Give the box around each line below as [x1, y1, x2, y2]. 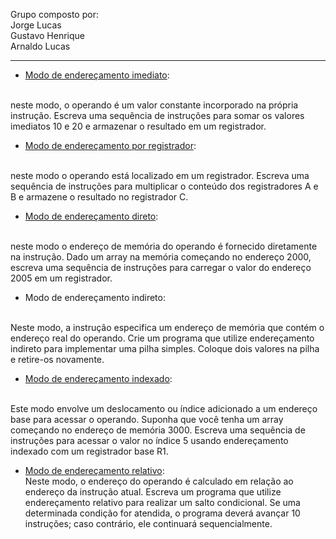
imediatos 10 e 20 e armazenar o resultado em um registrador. [10, 120, 267, 132]
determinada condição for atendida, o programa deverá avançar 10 [24, 507, 301, 519]
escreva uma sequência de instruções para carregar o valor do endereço [10, 262, 312, 273]
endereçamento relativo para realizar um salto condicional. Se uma [24, 497, 301, 508]
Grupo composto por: [10, 9, 99, 20]
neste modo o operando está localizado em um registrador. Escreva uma [10, 170, 310, 181]
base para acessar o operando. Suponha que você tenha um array [10, 414, 284, 425]
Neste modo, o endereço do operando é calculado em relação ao [24, 475, 294, 487]
